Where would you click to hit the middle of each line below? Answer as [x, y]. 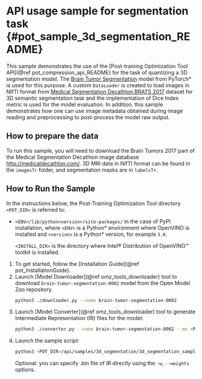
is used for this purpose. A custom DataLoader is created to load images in [98, 85]
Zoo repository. [34, 289]
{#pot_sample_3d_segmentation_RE [98, 37]
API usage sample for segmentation [97, 11]
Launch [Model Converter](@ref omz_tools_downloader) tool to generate [105, 312]
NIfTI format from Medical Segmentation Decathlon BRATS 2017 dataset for [100, 91]
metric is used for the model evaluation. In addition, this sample [85, 104]
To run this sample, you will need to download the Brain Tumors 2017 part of [101, 150]
